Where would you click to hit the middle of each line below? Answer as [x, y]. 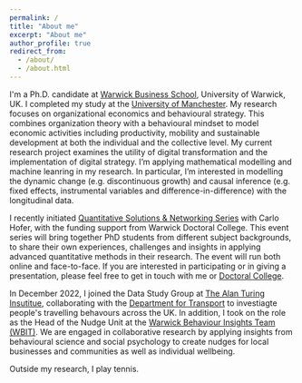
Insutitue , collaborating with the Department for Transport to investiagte [144, 303]
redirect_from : [38, 52]
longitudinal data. [42, 200]
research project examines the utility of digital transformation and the [139, 152]
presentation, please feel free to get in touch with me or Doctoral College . [146, 275]
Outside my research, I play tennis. [74, 368]
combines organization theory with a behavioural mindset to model [134, 123]
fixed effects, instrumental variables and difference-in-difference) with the [148, 191]
